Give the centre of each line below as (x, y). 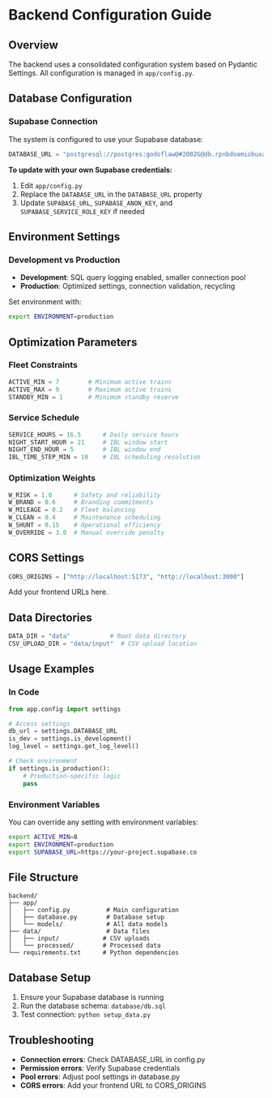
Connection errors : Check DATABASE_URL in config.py (113, 1059)
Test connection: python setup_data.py (85, 1014)
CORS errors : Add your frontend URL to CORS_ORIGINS (113, 1085)
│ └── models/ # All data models (88, 924)
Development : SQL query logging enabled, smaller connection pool (133, 278)
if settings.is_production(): (59, 769)
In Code (24, 692)
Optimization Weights (52, 478)
